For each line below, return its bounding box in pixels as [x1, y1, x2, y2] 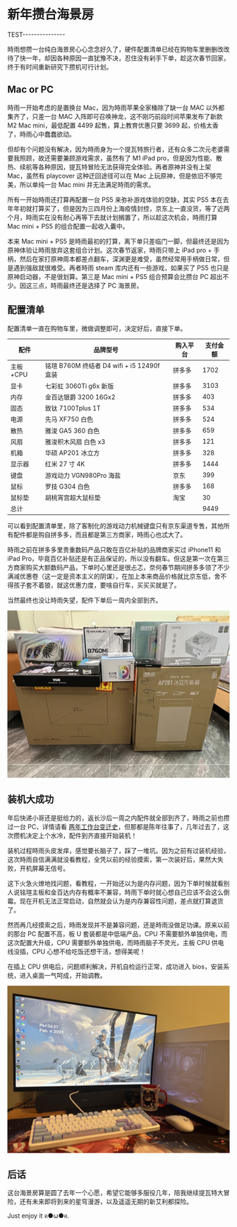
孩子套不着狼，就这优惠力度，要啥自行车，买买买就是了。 [13, 581, 181, 589]
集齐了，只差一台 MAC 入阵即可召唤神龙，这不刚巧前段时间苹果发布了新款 [7, 112, 223, 120]
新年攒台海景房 [7, 6, 95, 23]
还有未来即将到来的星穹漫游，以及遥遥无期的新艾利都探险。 [19, 1197, 193, 1206]
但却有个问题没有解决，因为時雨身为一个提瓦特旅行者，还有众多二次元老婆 [7, 144, 224, 153]
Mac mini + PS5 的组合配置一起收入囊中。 [7, 222, 129, 230]
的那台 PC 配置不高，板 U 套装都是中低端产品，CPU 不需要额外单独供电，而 [7, 929, 228, 938]
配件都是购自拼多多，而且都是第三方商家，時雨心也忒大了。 [13, 530, 187, 539]
